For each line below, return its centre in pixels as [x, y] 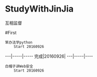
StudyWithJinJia [39, 9]
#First [11, 32]
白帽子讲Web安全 [19, 66]
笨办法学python [19, 42]
